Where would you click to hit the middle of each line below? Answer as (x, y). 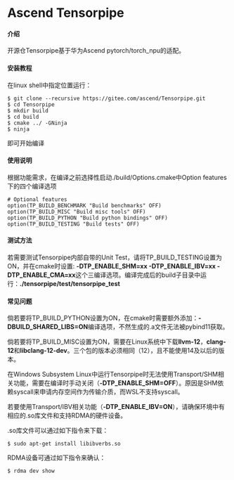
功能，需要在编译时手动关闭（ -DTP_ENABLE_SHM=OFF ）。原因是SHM (115, 383)
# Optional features (38, 199)
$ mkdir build (28, 110)
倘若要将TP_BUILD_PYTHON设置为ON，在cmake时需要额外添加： (103, 318)
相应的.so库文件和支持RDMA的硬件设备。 (67, 415)
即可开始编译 (26, 143)
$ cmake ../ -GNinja (38, 123)
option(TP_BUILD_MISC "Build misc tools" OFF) (77, 212)
